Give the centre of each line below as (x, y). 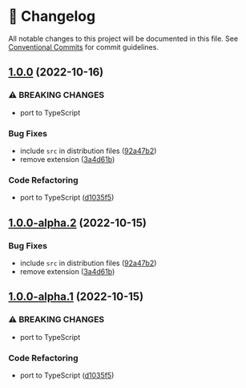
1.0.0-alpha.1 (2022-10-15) (76, 297)
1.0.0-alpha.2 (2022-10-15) (77, 222)
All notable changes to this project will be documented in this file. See (123, 38)
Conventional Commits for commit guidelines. (83, 46)
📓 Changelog (52, 16)
